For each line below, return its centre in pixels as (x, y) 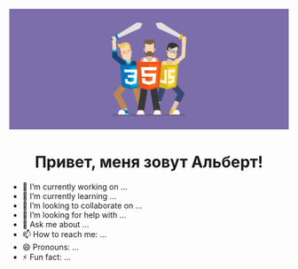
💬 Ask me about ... (55, 224)
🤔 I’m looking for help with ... (74, 215)
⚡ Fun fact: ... (46, 257)
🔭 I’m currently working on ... (74, 187)
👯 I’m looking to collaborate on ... (82, 205)
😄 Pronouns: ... (51, 247)
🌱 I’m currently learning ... (69, 196)
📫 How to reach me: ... (64, 234)
